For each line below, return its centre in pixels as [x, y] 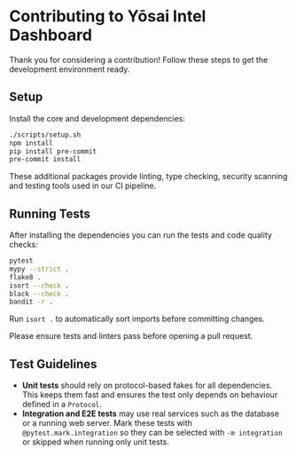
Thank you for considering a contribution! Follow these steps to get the [139, 59]
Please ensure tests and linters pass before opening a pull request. [131, 336]
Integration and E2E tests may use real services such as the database [150, 413]
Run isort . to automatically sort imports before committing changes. [137, 319]
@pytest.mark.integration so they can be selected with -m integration [152, 433]
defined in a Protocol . [62, 405]
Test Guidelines [53, 364]
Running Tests [50, 213]
